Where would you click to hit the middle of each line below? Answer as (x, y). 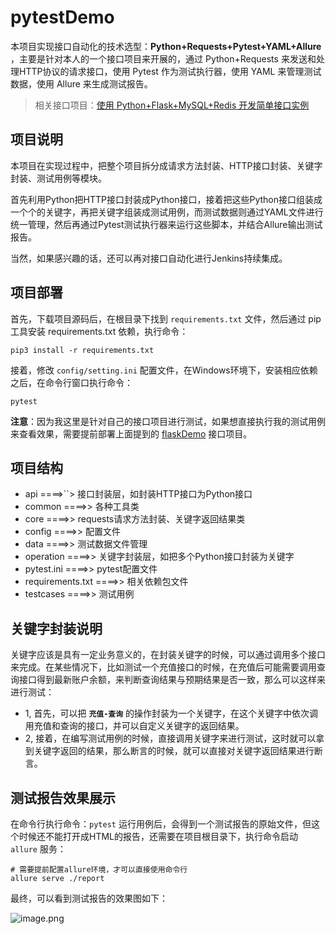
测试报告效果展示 (63, 797)
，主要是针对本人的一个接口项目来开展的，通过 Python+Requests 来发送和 (163, 58)
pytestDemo (62, 17)
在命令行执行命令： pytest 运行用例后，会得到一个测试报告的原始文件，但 (161, 824)
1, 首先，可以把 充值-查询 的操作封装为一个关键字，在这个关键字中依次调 (171, 713)
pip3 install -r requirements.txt (82, 350)
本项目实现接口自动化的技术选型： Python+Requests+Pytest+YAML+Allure (166, 46)
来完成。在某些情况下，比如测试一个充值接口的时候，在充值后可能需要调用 (163, 667)
